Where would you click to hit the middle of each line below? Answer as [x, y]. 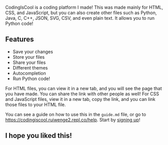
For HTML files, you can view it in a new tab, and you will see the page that [84, 88]
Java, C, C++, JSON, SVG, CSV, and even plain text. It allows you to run [80, 18]
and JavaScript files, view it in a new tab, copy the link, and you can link [80, 99]
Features [20, 39]
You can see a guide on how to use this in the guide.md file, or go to [76, 114]
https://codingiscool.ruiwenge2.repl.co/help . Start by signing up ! [73, 120]
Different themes [30, 67]
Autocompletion [29, 73]
